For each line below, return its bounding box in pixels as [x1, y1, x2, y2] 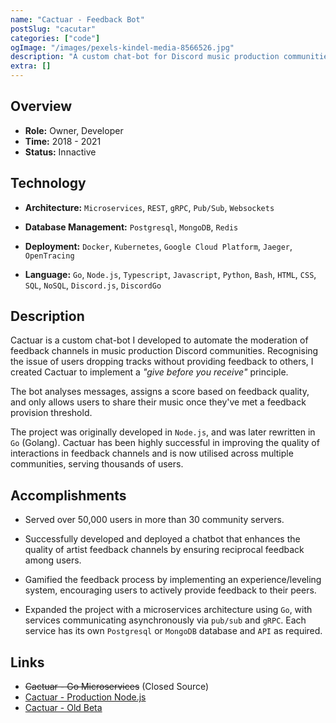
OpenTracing [24, 251, 75, 261]
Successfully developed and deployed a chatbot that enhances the [24, 533, 301, 545]
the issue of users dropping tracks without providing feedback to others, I [10, 356, 314, 368]
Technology [10, 175, 87, 192]
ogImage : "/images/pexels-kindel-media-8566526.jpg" [10, 42, 235, 53]
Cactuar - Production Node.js [24, 691, 147, 703]
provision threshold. [10, 407, 93, 419]
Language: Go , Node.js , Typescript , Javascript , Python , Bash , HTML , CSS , [24, 268, 317, 280]
